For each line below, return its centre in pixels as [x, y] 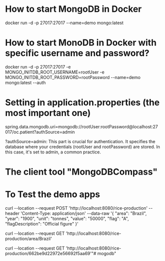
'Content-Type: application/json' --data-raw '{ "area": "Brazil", [83, 213]
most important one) [48, 113]
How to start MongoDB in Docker [73, 9]
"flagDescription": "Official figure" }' [42, 224]
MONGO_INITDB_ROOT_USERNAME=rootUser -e [55, 72]
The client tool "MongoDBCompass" [81, 172]
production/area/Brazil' [29, 238]
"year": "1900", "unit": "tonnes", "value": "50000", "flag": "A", [67, 219]
